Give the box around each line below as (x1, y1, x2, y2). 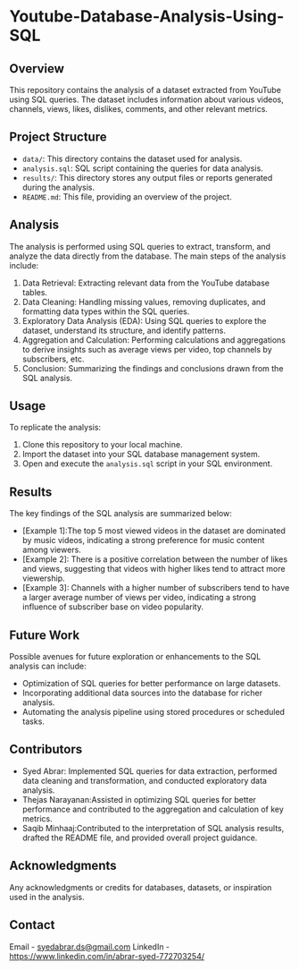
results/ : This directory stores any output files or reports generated (21, 172, 273, 183)
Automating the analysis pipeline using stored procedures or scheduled (21, 707, 286, 718)
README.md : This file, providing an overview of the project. (21, 191, 232, 202)
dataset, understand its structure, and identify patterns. (21, 325, 226, 336)
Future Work (9, 627, 80, 642)
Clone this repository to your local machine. (21, 439, 183, 450)
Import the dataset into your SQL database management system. (21, 449, 261, 460)
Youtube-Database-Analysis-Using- (9, 6, 285, 27)
